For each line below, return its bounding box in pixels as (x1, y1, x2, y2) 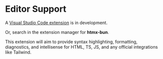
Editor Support (5, 3, 67, 15)
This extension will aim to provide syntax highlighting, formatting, (5, 38, 138, 45)
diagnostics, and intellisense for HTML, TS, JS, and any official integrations (5, 44, 158, 50)
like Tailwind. (5, 49, 32, 55)
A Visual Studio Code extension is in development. (5, 20, 108, 26)
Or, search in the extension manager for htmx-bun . (5, 29, 110, 35)
